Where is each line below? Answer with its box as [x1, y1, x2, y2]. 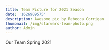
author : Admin [5, 26, 35, 31]
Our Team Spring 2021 [5, 39, 52, 45]
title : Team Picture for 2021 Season [5, 7, 84, 12]
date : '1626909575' [5, 12, 46, 17]
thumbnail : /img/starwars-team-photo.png [5, 21, 93, 26]
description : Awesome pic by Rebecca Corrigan [5, 16, 104, 21]
